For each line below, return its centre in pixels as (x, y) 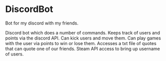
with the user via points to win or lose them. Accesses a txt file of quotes (81, 43)
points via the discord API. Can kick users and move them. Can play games (83, 38)
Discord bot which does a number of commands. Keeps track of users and (83, 32)
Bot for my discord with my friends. (42, 23)
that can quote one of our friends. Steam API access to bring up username (83, 48)
